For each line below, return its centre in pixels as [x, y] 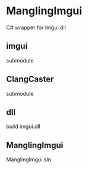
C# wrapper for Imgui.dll [36, 27]
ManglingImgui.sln [29, 159]
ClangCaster [30, 79]
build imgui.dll [23, 127]
